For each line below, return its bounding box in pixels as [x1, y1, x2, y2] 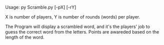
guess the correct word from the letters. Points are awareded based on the [5, 29, 159, 34]
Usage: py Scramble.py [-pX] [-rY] [5, 4, 76, 10]
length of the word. [5, 34, 44, 40]
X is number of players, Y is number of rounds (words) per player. [5, 14, 140, 19]
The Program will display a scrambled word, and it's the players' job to [5, 23, 150, 29]
